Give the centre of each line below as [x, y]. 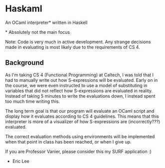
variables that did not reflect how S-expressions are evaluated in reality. [79, 91]
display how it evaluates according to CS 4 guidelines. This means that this [82, 116]
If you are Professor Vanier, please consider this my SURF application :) [79, 151]
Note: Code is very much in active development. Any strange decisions [78, 42]
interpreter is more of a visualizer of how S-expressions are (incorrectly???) [83, 121]
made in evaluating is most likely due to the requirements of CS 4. [73, 47]
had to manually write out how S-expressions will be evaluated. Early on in [82, 80]
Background [24, 63]
